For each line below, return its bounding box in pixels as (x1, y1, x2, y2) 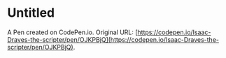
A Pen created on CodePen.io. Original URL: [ (7, 28, 138, 36)
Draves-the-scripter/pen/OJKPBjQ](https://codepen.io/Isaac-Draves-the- (7, 35, 219, 43)
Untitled (7, 5, 55, 21)
